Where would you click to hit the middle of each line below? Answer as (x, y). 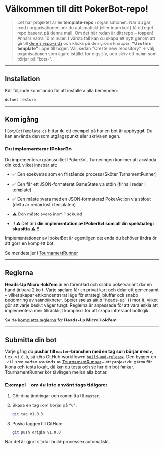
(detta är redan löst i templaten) (44, 204)
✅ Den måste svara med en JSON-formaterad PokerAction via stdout (82, 199)
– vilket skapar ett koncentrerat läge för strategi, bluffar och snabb (72, 295)
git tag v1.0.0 (28, 414)
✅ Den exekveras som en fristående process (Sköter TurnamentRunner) (84, 174)
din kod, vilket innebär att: (31, 165)
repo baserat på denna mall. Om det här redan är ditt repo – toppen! (85, 33)
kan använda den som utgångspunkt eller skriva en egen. (63, 136)
